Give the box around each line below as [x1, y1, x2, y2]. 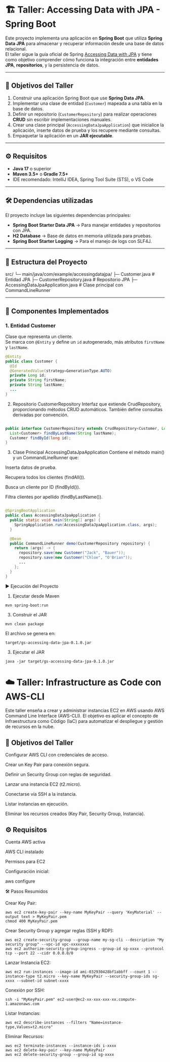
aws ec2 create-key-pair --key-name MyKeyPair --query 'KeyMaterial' [5, 910, 155, 915]
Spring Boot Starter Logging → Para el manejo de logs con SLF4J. [12, 238, 152, 244]
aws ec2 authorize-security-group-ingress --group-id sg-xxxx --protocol [5, 946, 164, 951]
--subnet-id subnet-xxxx [16, 978, 69, 983]
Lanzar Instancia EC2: [5, 960, 51, 966]
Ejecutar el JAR [12, 649, 45, 655]
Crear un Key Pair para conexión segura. [5, 761, 90, 768]
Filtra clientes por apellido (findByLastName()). [5, 494, 103, 500]
